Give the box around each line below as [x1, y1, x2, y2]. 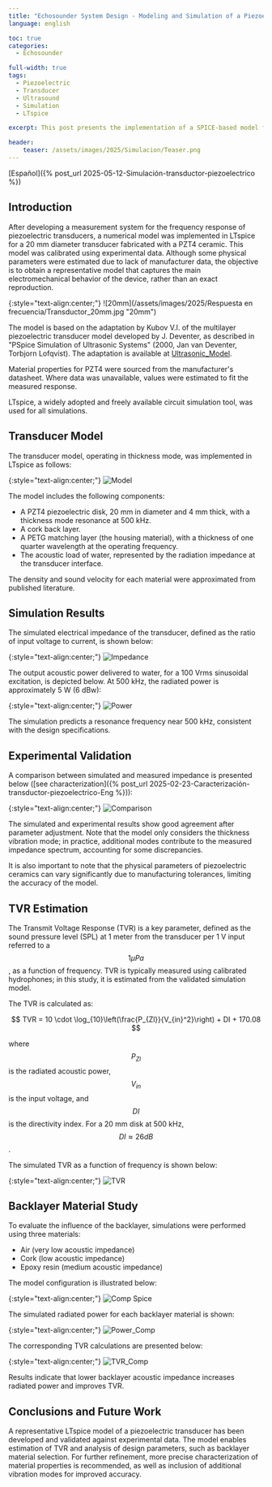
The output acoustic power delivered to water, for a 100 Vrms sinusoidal [8, 668, 249, 678]
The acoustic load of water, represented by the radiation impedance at [19, 550, 256, 560]
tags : [8, 71, 27, 80]
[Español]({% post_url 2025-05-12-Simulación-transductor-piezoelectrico [8, 168, 255, 178]
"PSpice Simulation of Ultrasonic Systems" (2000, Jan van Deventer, [8, 339, 237, 349]
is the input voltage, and [8, 1093, 89, 1103]
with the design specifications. [8, 725, 111, 735]
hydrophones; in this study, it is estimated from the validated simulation [8, 974, 246, 983]
